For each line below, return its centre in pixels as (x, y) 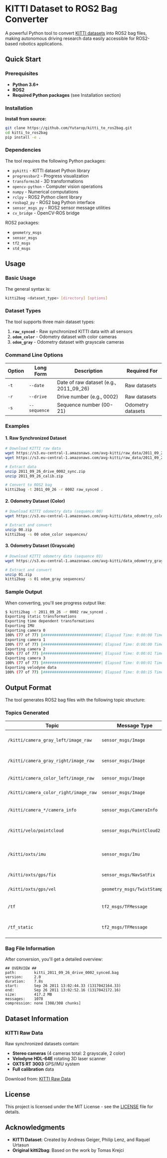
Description (88, 371)
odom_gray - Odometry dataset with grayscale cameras (68, 342)
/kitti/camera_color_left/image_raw (51, 778)
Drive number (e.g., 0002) (87, 397)
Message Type (135, 725)
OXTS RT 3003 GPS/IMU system (46, 1064)
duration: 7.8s (24, 981)
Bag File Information (30, 948)
